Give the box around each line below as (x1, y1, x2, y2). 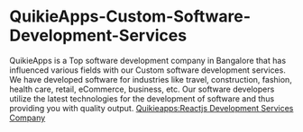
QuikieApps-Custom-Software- (9, 6, 251, 27)
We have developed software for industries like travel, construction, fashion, (9, 74, 293, 84)
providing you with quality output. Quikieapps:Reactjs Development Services (9, 102, 294, 113)
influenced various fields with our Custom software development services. (9, 65, 286, 75)
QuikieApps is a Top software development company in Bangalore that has (9, 55, 287, 66)
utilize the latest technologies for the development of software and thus (9, 92, 275, 104)
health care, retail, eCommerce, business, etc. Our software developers (9, 84, 275, 94)
